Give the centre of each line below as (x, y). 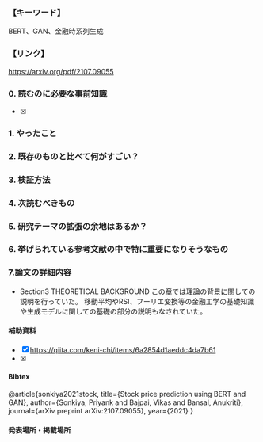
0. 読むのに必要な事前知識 (58, 93)
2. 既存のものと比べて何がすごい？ (74, 156)
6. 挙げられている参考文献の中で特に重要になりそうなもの (118, 250)
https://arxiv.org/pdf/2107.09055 (61, 71)
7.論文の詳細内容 (40, 272)
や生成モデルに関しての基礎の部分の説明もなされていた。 (113, 311)
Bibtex (19, 376)
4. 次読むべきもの (42, 203)
